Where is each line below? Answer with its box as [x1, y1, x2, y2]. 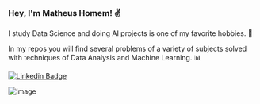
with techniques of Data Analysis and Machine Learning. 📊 [8, 53, 201, 63]
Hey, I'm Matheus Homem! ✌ [8, 7, 121, 18]
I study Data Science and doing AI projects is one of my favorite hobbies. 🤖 [8, 29, 253, 38]
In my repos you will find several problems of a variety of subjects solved [8, 44, 247, 54]
